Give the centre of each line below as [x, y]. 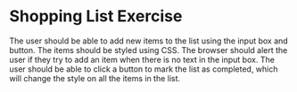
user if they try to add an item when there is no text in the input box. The [142, 59]
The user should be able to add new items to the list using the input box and [148, 41]
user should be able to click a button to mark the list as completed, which [144, 69]
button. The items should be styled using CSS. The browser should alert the [148, 50]
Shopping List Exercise [96, 16]
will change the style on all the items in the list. [95, 78]
